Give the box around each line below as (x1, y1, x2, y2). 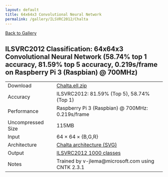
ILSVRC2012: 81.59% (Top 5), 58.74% (56, 90, 150, 97)
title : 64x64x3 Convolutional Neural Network (5, 12, 101, 17)
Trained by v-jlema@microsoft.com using (56, 158, 154, 165)
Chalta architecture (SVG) (56, 142, 117, 149)
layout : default (5, 7, 39, 12)
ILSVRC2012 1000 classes (56, 150, 121, 157)
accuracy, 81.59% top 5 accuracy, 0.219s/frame (5, 60, 158, 69)
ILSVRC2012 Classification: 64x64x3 (5, 44, 123, 53)
